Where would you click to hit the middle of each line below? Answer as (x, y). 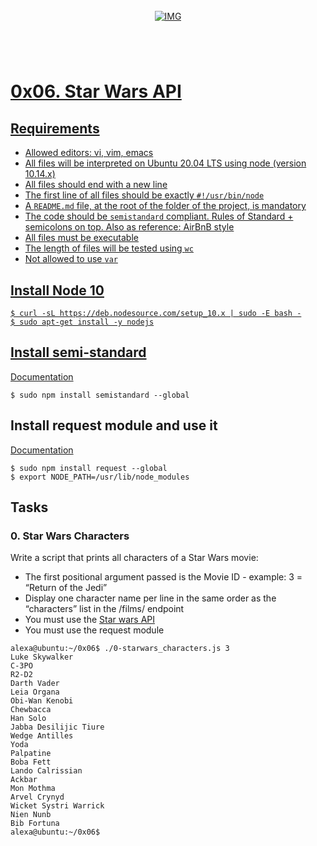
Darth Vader (35, 684)
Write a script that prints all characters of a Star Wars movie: (134, 558)
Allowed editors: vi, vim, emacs (89, 153)
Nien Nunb (31, 815)
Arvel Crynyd (37, 797)
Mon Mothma (33, 789)
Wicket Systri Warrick (57, 806)
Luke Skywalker (42, 657)
